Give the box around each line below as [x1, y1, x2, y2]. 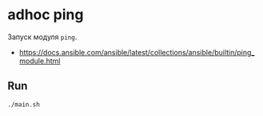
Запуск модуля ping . [7, 32, 78, 42]
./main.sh [7, 100, 41, 109]
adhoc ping [7, 6, 84, 24]
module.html [18, 56, 61, 66]
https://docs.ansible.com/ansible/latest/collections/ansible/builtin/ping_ [18, 47, 255, 57]
